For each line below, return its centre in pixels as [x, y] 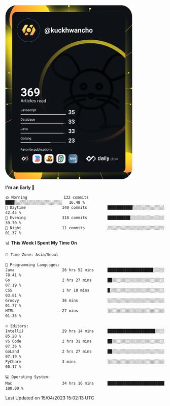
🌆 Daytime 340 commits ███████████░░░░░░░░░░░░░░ [85, 207]
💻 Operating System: [28, 377]
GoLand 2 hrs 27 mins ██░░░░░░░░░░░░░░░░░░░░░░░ [85, 351]
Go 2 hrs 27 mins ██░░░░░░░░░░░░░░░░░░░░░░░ [85, 280]
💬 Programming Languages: [32, 265]
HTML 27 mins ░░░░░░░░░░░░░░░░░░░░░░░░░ [85, 311]
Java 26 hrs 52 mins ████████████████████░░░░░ [85, 270]
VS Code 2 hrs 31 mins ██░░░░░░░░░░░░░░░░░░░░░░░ [85, 341]
